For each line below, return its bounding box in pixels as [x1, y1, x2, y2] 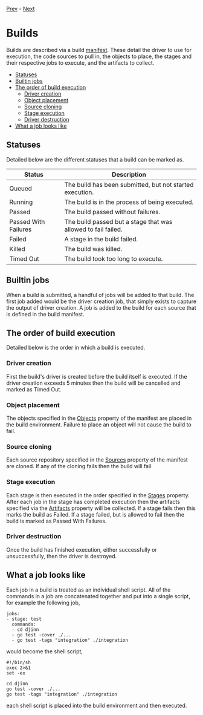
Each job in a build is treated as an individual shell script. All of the [6, 586, 171, 593]
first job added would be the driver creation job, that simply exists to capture [6, 298, 197, 305]
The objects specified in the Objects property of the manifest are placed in [6, 414, 192, 422]
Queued [9, 184, 32, 192]
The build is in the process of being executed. [64, 198, 194, 206]
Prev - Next [6, 5, 35, 12]
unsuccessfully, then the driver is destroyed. [6, 552, 117, 560]
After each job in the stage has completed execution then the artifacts [6, 498, 180, 505]
